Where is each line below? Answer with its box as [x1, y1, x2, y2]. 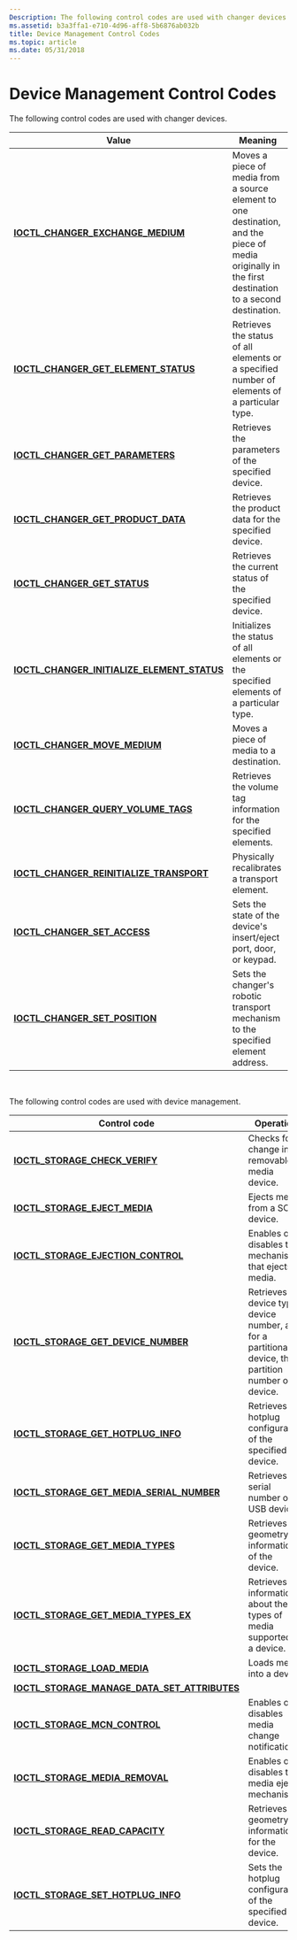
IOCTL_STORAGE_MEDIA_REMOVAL [13, 1772, 169, 1784]
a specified [232, 363, 278, 375]
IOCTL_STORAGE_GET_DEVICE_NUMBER [13, 1336, 189, 1348]
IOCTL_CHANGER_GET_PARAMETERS [13, 449, 175, 461]
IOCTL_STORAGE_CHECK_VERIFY [13, 1154, 158, 1166]
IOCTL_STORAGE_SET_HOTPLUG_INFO [13, 1889, 181, 1901]
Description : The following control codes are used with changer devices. [9, 12, 291, 22]
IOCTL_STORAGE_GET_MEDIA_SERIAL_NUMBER [13, 1486, 221, 1498]
